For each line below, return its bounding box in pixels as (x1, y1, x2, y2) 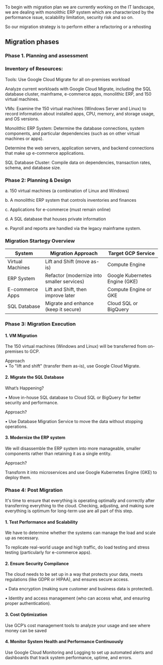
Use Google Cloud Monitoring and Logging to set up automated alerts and (5, 649, 153, 655)
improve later (45, 292, 75, 299)
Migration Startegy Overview (5, 237, 75, 244)
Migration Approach (50, 250, 98, 257)
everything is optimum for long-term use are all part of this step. (5, 508, 133, 514)
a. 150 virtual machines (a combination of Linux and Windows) (5, 188, 130, 194)
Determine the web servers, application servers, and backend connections (5, 145, 154, 151)
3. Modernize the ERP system (5, 435, 65, 440)
